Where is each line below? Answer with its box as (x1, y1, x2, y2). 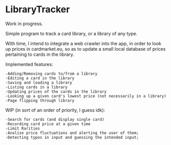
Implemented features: (5, 61, 53, 67)
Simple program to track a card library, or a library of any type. (5, 30, 138, 36)
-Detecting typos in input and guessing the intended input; (5, 135, 139, 140)
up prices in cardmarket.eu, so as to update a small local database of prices (5, 46, 166, 52)
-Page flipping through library (5, 98, 74, 103)
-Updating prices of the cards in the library (5, 89, 107, 94)
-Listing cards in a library (5, 85, 68, 90)
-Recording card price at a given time (5, 121, 91, 127)
